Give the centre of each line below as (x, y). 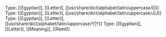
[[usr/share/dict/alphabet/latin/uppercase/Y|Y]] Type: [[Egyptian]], (74, 23)
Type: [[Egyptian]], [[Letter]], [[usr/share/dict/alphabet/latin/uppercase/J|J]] (83, 13)
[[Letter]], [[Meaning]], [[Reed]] (37, 29)
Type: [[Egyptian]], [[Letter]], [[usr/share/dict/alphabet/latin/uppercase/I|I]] (82, 8)
